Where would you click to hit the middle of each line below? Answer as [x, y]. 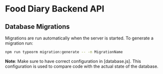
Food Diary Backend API [55, 9]
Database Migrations [37, 27]
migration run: [19, 43]
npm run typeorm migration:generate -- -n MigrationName [64, 52]
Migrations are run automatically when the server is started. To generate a [79, 38]
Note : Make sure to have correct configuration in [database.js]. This [73, 61]
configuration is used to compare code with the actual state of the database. [82, 66]
